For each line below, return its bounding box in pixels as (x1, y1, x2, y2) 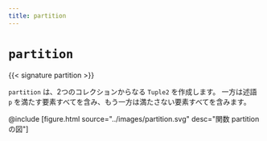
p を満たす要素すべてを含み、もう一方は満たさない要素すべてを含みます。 (8, 97, 251, 106)
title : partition (8, 11, 67, 20)
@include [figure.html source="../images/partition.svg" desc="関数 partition (8, 114, 260, 123)
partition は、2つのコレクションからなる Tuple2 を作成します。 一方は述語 (8, 86, 257, 97)
